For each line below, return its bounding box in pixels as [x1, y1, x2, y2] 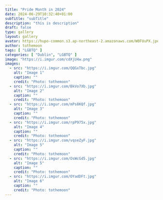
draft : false [5, 25, 32, 30]
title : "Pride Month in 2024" [5, 7, 66, 12]
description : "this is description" [5, 20, 79, 26]
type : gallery [5, 30, 34, 34]
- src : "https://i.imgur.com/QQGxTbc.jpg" [9, 66, 97, 71]
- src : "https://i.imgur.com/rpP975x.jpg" [9, 120, 97, 125]
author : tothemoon [5, 43, 42, 48]
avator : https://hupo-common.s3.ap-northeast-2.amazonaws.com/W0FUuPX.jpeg [5, 39, 162, 44]
